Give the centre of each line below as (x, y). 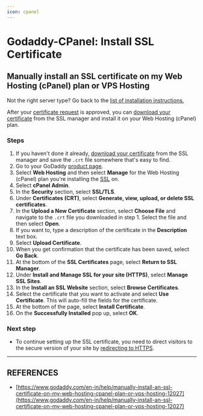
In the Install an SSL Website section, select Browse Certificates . (98, 287)
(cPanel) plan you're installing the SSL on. (67, 179)
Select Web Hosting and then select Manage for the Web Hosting (97, 173)
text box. (27, 236)
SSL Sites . (28, 281)
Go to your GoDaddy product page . (59, 166)
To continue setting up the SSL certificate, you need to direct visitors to (104, 342)
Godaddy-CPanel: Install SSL (80, 41)
